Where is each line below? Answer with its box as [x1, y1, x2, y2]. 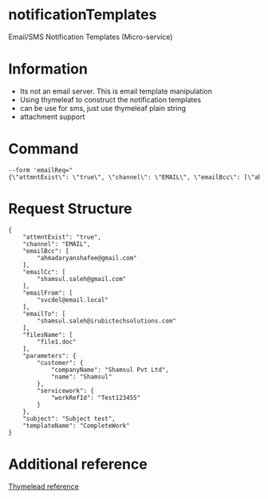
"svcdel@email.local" [37, 295, 109, 304]
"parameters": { [22, 351, 77, 360]
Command [8, 140, 79, 158]
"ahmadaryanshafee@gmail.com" [37, 254, 137, 262]
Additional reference [8, 455, 148, 473]
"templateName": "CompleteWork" [22, 422, 130, 430]
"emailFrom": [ [22, 289, 73, 297]
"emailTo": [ [22, 310, 66, 318]
